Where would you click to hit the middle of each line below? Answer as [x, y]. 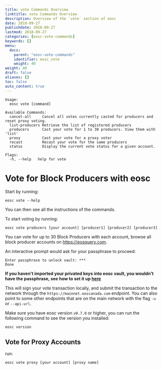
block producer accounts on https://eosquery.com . [56, 242]
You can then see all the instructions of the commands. [60, 210]
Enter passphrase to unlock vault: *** [45, 260]
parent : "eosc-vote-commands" [45, 55]
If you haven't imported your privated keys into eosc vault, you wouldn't [80, 274]
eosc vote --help [23, 201]
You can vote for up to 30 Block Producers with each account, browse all [78, 237]
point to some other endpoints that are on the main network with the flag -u [81, 299]
